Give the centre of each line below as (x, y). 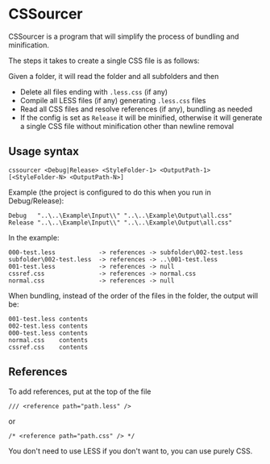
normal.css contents (48, 340)
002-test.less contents (48, 326)
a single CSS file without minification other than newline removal (127, 126)
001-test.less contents (48, 319)
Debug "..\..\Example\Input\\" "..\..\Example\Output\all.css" (120, 215)
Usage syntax (44, 151)
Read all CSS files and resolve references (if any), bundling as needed (136, 109)
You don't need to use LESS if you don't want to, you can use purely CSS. (131, 451)
